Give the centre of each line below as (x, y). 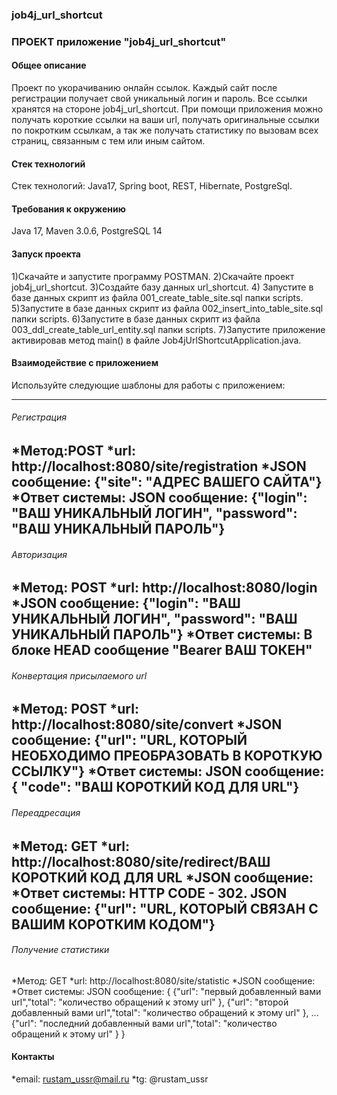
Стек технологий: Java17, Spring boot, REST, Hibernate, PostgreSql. (152, 186)
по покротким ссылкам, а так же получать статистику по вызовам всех (165, 130)
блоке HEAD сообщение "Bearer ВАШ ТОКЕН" (162, 650)
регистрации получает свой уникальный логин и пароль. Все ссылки (159, 99)
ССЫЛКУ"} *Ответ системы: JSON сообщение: (168, 771)
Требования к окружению (68, 209)
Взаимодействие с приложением (85, 363)
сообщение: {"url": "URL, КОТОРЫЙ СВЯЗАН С (165, 908)
